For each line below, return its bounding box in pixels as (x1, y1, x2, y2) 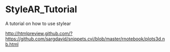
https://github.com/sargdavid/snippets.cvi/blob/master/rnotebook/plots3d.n (5, 36, 165, 42)
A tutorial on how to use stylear (5, 20, 71, 27)
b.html (5, 41, 19, 47)
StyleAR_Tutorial (5, 4, 78, 15)
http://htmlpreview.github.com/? (5, 30, 73, 36)
